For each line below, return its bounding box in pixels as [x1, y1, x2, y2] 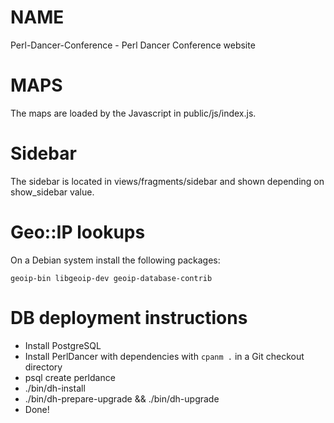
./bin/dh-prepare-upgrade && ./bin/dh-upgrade [24, 392, 220, 405]
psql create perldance [24, 371, 116, 383]
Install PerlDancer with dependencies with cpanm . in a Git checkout [24, 350, 305, 362]
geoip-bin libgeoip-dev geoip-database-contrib [10, 273, 213, 283]
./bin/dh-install [24, 382, 86, 394]
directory [24, 361, 63, 373]
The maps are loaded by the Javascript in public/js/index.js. [10, 107, 257, 119]
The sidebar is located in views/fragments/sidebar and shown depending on [10, 175, 325, 187]
